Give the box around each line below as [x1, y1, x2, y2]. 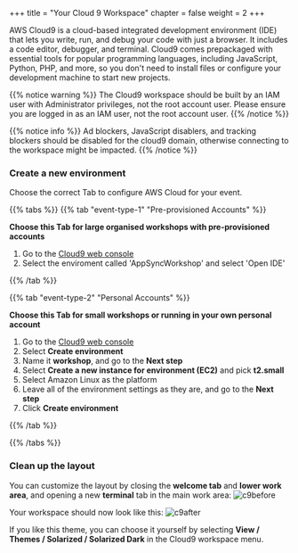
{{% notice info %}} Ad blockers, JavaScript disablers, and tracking [9, 126, 256, 136]
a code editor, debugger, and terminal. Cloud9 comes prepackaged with [9, 44, 273, 54]
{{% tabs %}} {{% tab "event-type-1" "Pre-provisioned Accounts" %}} [9, 204, 267, 215]
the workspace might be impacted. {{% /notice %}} [9, 144, 197, 155]
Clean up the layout [9, 459, 95, 472]
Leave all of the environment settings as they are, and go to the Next [21, 384, 274, 395]
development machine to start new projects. [9, 72, 171, 83]
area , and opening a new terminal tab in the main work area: [9, 490, 232, 500]
